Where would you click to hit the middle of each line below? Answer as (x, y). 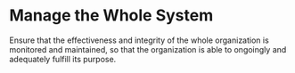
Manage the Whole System (111, 16)
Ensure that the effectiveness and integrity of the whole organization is (139, 40)
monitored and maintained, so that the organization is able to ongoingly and (148, 49)
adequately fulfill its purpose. (63, 59)
